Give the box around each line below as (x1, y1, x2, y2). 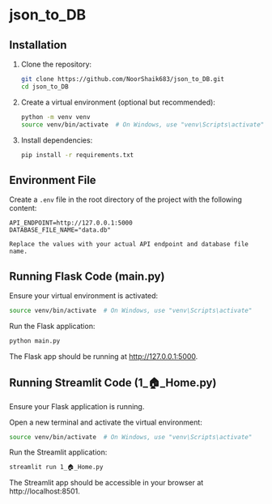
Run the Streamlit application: (9, 447, 108, 457)
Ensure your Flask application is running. (9, 401, 145, 411)
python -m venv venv (20, 113, 91, 121)
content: (9, 203, 37, 213)
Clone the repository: (20, 59, 92, 69)
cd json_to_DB (20, 83, 69, 91)
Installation (9, 38, 67, 52)
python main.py (9, 336, 61, 345)
